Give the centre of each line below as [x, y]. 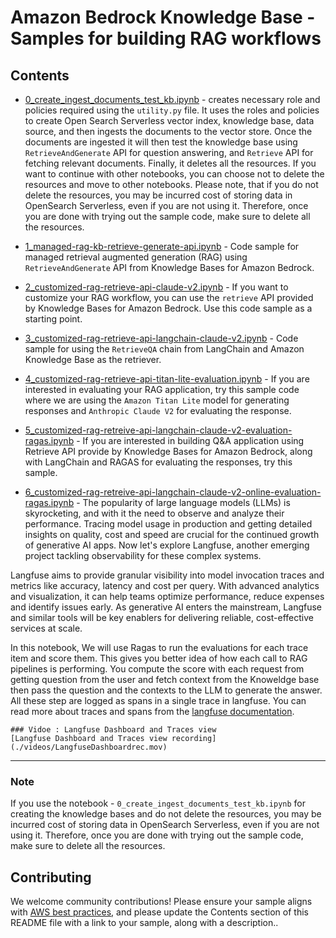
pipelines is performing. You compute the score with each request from [157, 669]
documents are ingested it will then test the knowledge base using [161, 142]
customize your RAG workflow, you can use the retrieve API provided [169, 297]
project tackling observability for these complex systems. [143, 555]
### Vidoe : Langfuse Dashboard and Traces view [113, 730]
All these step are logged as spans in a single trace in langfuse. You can [158, 700]
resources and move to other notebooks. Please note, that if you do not [171, 184]
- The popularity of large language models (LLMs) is [183, 502]
